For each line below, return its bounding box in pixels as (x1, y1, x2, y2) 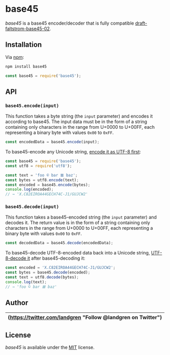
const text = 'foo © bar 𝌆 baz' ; (5, 172, 78, 177)
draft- (135, 20, 147, 26)
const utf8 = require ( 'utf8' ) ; (5, 163, 72, 168)
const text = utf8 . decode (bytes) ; (5, 275, 79, 280)
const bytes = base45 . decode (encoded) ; (5, 270, 91, 275)
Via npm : (5, 54, 25, 60)
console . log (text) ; (5, 279, 47, 285)
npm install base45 (5, 64, 47, 69)
